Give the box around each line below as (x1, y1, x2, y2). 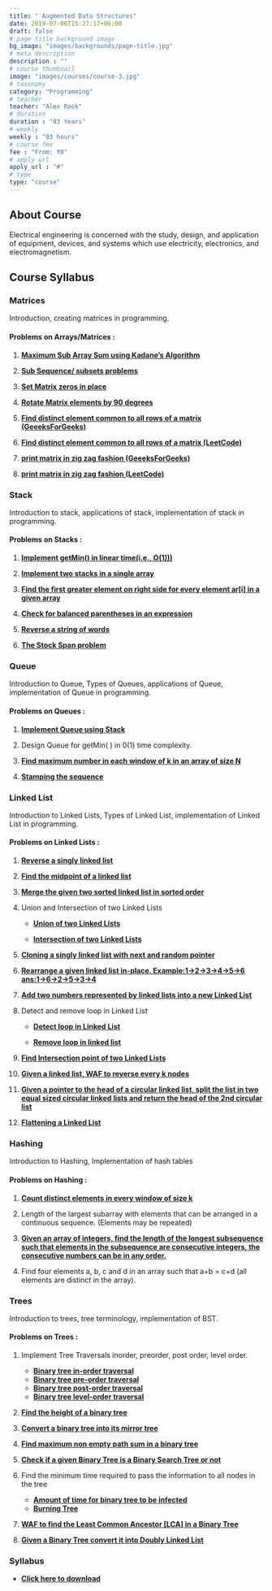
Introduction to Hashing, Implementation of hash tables (9, 1156, 193, 1166)
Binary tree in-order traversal (32, 1366, 135, 1376)
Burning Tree (32, 1504, 79, 1514)
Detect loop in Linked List (32, 1021, 121, 1032)
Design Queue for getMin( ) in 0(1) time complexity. (20, 740, 192, 750)
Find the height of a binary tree (20, 1407, 128, 1418)
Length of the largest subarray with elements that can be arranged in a (20, 1208, 258, 1219)
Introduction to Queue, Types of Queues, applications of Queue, (9, 679, 224, 689)
